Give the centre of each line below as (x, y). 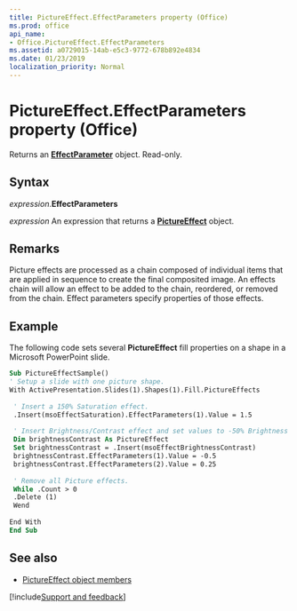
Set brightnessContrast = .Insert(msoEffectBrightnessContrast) (134, 448)
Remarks (35, 249)
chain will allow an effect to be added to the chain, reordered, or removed (144, 289)
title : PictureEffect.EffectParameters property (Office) (119, 17)
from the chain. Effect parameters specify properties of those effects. (136, 298)
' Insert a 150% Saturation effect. (81, 406)
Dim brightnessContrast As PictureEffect (91, 440)
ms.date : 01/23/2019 (48, 59)
